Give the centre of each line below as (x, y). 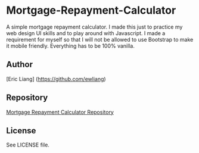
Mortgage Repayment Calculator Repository (60, 112)
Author (19, 65)
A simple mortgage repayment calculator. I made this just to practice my (94, 27)
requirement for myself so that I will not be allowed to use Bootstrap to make (100, 39)
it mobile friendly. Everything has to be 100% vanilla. (71, 46)
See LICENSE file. (28, 145)
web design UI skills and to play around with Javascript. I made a (86, 33)
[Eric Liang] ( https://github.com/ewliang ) (56, 79)
